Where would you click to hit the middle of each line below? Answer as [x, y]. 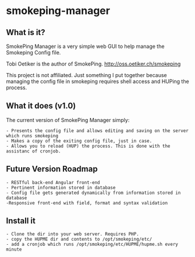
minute [14, 249]
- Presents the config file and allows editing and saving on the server [97, 131]
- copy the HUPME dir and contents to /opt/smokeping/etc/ [79, 239]
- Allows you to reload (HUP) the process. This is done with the [88, 146]
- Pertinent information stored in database [61, 187]
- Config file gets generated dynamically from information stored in [93, 193]
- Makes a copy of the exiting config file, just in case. [79, 141]
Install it [21, 221]
